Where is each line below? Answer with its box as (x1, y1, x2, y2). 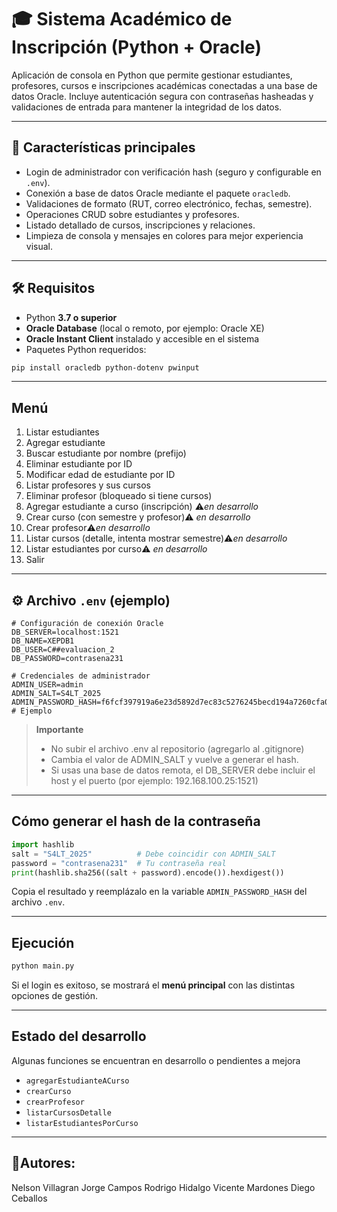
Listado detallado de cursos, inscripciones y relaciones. (25, 219, 256, 231)
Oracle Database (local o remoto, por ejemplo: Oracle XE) (25, 322, 265, 334)
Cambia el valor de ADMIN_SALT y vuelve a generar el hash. (50, 754, 299, 766)
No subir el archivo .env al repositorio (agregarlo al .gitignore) (50, 743, 305, 755)
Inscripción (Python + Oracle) (11, 36, 262, 59)
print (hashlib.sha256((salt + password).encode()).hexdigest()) (11, 867, 285, 878)
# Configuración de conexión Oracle (11, 619, 164, 629)
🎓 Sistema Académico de (11, 8, 233, 31)
